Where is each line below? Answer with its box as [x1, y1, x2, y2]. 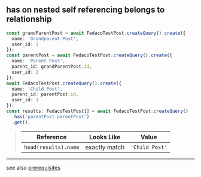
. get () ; [11, 119, 31, 125]
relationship [6, 14, 52, 25]
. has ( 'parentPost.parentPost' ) [11, 113, 90, 119]
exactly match [85, 143, 125, 151]
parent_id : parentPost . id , [11, 91, 79, 98]
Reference [36, 133, 67, 141]
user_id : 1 [11, 41, 39, 47]
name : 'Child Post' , [11, 86, 63, 92]
